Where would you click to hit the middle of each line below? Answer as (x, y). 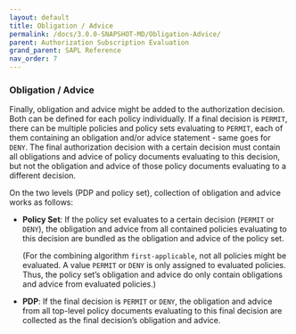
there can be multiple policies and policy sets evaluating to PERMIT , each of (146, 128)
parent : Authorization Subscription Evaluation (99, 42)
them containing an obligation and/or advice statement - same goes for (140, 138)
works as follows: (41, 202)
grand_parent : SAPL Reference (66, 51)
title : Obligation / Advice (62, 26)
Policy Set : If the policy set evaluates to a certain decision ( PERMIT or (148, 220)
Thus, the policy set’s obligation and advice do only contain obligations (152, 275)
